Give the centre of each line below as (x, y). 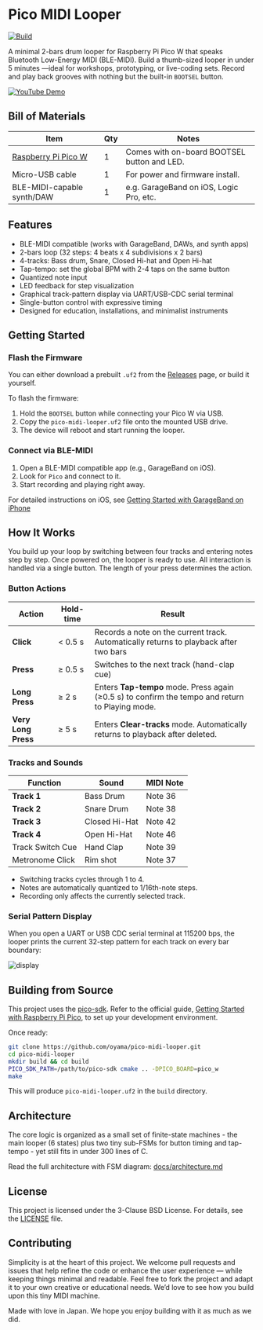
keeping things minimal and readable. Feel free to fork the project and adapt (131, 1279)
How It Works (42, 532)
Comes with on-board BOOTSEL (186, 152)
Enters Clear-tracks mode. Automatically (171, 724)
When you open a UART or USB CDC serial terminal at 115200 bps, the (121, 933)
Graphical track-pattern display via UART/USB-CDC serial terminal (126, 294)
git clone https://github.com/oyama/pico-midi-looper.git (104, 1047)
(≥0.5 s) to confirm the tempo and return (169, 697)
